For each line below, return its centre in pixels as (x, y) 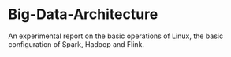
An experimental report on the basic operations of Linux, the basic (115, 36)
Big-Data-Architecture (83, 14)
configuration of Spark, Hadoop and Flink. (76, 44)
